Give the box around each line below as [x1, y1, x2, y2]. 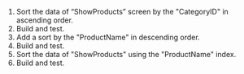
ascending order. [15, 15, 73, 25]
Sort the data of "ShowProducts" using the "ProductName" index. [15, 50, 237, 59]
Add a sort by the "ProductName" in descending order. [15, 32, 201, 42]
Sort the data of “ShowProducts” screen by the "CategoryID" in [15, 7, 229, 16]
